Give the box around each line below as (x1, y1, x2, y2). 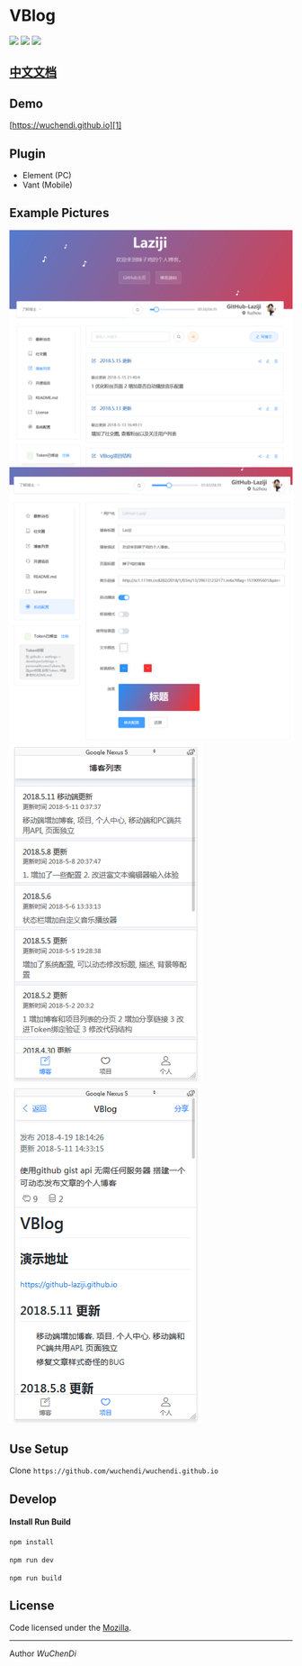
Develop (9, 1491, 57, 1507)
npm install (9, 1537, 54, 1546)
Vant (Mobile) (22, 179, 74, 190)
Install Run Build (9, 1516, 72, 1527)
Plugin (9, 146, 47, 161)
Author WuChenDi (9, 1648, 76, 1659)
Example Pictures (9, 205, 110, 221)
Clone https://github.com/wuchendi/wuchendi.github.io (9, 1465, 218, 1476)
